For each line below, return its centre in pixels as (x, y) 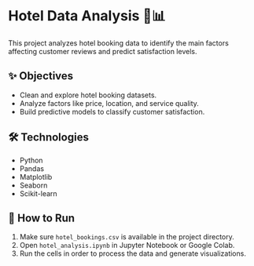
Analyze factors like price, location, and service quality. (109, 103)
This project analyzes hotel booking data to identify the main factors (119, 43)
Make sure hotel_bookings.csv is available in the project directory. (127, 237)
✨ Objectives (41, 76)
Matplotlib (36, 177)
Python (31, 160)
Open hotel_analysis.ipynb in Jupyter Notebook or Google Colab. (127, 246)
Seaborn (33, 185)
